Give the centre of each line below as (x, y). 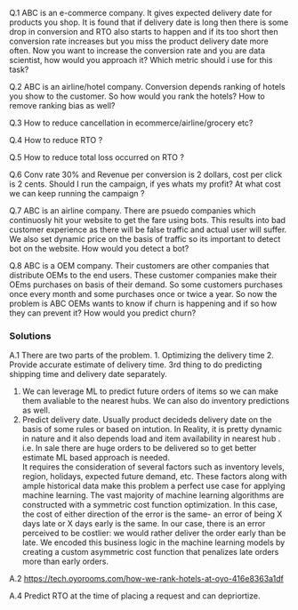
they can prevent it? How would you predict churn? (103, 313)
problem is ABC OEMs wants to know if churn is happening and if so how (143, 303)
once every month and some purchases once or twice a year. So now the (143, 294)
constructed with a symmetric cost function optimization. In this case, (150, 505)
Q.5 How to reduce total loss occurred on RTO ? (97, 157)
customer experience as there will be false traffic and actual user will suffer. (148, 229)
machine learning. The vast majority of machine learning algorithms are (153, 495)
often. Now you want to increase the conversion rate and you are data (137, 51)
